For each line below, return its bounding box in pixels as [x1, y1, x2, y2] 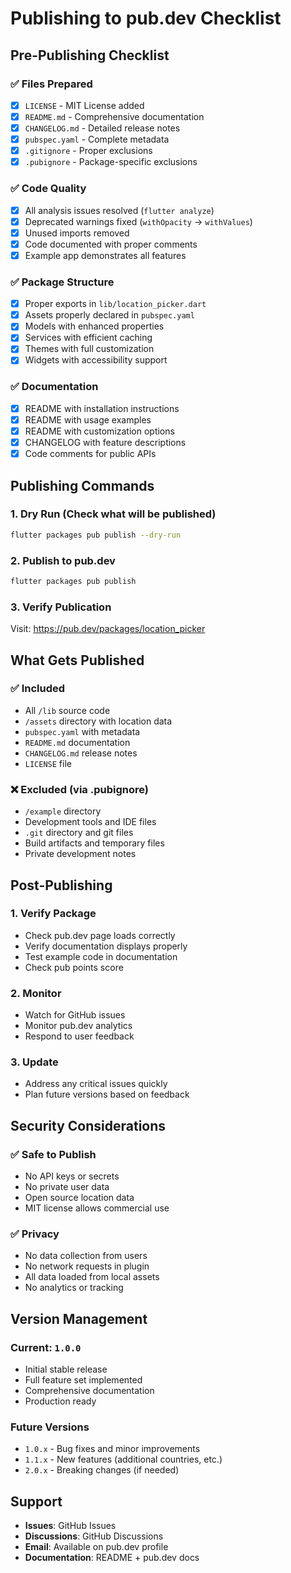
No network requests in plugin [24, 1260, 150, 1272]
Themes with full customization [24, 343, 155, 355]
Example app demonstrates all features [24, 249, 187, 261]
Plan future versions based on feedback [24, 1088, 190, 1101]
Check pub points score [24, 961, 124, 973]
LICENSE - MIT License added [24, 99, 145, 111]
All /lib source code [24, 704, 111, 716]
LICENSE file [24, 757, 72, 769]
